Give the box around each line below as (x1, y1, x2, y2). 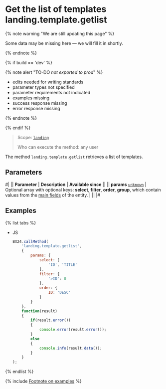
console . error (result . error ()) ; (39, 327, 107, 332)
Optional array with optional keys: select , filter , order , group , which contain (5, 187, 161, 193)
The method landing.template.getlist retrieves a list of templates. (5, 154, 143, 160)
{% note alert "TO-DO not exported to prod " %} (5, 69, 103, 75)
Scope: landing (17, 134, 49, 140)
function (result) (21, 308, 57, 314)
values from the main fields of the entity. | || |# (5, 192, 101, 198)
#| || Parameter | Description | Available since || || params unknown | (5, 181, 147, 188)
